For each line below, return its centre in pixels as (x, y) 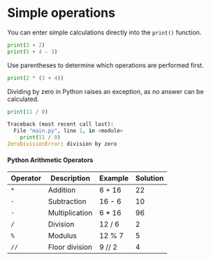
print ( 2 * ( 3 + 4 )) (36, 78)
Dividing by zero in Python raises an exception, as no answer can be (105, 91)
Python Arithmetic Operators (50, 160)
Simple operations (61, 13)
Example (114, 178)
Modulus (62, 236)
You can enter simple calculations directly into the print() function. (104, 32)
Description (70, 178)
